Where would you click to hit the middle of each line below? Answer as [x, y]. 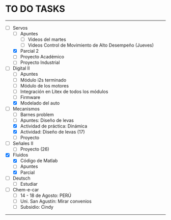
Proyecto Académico [42, 57]
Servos [20, 28]
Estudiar [29, 184]
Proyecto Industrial [40, 62]
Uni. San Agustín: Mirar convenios [56, 201]
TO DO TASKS [35, 9]
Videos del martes [47, 39]
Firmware [30, 97]
